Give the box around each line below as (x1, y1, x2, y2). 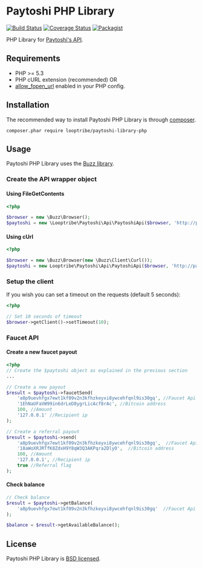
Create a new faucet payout (6, 349, 77, 356)
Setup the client (6, 277, 54, 285)
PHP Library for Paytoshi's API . (6, 36, 83, 43)
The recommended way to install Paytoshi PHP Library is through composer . (6, 116, 196, 123)
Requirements (6, 53, 60, 64)
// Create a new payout (6, 384, 66, 390)
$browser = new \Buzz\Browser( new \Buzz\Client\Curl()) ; (6, 257, 153, 263)
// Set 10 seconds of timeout (6, 314, 83, 320)
